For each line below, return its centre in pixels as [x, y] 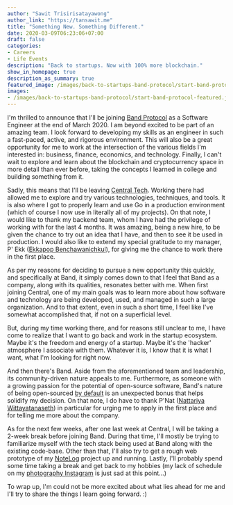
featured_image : [31, 85]
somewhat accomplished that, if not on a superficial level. [89, 314]
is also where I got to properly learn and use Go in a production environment [116, 205]
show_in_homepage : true [42, 72]
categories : [24, 46]
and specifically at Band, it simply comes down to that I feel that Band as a [113, 278]
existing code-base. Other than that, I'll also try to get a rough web [102, 451]
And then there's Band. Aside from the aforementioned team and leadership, [116, 371]
